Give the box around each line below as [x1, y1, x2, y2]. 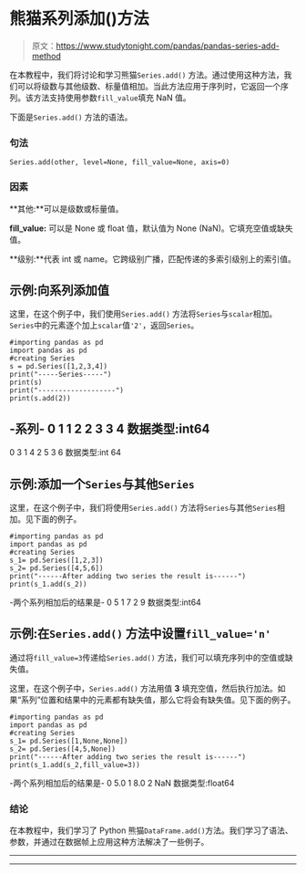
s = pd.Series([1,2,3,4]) [9, 362, 107, 371]
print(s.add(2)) [9, 394, 71, 403]
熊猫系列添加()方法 [9, 8, 150, 29]
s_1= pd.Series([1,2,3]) [9, 556, 104, 565]
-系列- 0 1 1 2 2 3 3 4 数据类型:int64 [9, 421, 210, 436]
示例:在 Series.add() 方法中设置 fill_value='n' [9, 626, 271, 641]
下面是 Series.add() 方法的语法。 [9, 111, 133, 122]
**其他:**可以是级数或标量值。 [9, 203, 125, 214]
